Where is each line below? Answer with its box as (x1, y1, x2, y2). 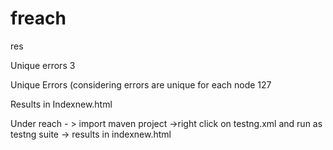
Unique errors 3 (10, 59, 76, 71)
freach (10, 7, 67, 30)
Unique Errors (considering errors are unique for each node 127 (10, 78, 272, 91)
